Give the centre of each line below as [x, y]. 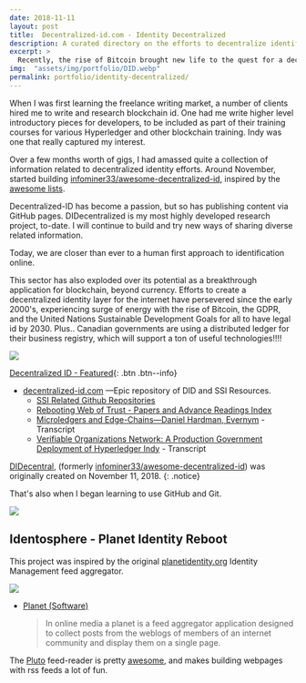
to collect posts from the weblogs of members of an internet [158, 633]
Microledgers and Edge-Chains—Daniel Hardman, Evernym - [151, 419]
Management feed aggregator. [67, 571]
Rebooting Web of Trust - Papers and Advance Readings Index [154, 410]
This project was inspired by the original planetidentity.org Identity [133, 561]
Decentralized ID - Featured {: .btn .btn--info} [93, 372]
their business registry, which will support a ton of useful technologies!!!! [146, 338]
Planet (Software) [56, 606]
